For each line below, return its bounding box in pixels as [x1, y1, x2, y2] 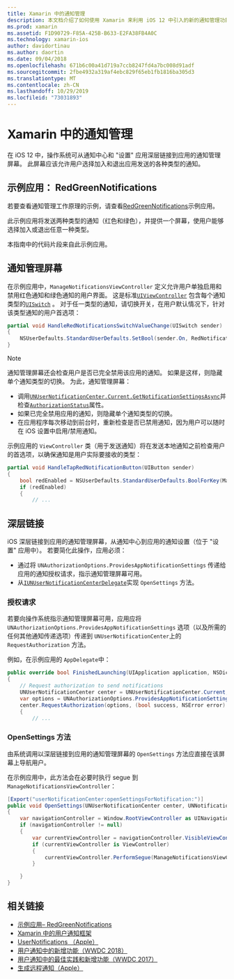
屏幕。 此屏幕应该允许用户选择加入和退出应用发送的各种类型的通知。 [7, 159, 204, 168]
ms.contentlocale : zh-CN [7, 81, 79, 88]
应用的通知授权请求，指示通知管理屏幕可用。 [17, 570, 146, 578]
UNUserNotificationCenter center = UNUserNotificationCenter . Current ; [19, 689, 229, 696]
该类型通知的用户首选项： [7, 308, 81, 317]
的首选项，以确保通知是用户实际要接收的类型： [7, 451, 141, 459]
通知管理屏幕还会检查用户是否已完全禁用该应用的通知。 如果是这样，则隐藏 [7, 368, 223, 377]
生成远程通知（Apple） [17, 964, 84, 972]
